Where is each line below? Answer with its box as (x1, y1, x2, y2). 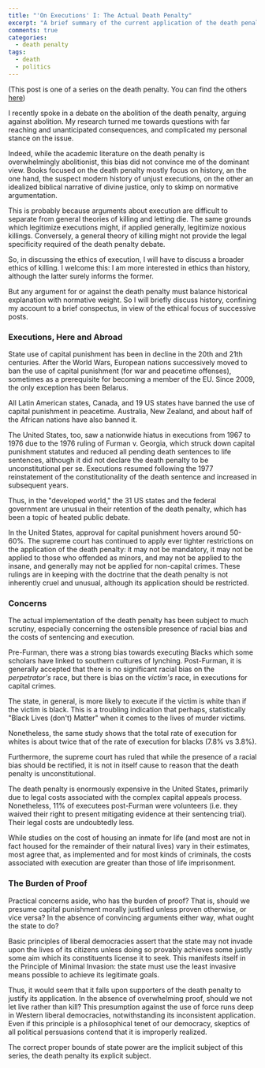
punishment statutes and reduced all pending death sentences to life (8, 447, 231, 457)
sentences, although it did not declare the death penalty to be (8, 455, 209, 465)
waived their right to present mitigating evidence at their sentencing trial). (8, 809, 247, 819)
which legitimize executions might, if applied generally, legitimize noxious (8, 222, 247, 232)
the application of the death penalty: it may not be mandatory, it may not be (8, 545, 253, 555)
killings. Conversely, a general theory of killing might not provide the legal (8, 230, 247, 241)
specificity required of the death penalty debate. (8, 239, 166, 248)
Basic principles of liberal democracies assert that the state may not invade (8, 936, 253, 946)
